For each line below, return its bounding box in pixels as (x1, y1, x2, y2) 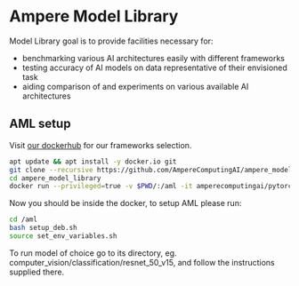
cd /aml (9, 215, 38, 224)
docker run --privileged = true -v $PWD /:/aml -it (9, 182, 193, 191)
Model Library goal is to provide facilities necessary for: (9, 36, 214, 46)
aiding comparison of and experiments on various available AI (21, 81, 249, 91)
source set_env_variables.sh (9, 232, 117, 241)
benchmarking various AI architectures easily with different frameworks (21, 52, 285, 63)
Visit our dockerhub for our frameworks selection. (9, 139, 192, 150)
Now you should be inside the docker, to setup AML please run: (9, 198, 242, 209)
